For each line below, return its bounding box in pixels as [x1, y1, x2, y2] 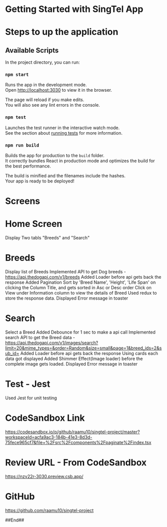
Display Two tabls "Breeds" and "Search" [5, 235, 90, 241]
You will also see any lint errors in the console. [5, 102, 100, 108]
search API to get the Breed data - [5, 335, 76, 341]
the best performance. [5, 163, 51, 169]
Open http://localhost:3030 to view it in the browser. [5, 87, 112, 93]
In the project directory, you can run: [5, 59, 80, 65]
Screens [5, 195, 40, 207]
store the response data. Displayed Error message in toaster [5, 295, 128, 301]
